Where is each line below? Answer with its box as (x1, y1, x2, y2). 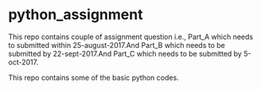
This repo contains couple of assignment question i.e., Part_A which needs (8, 32, 253, 41)
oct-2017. (8, 57, 38, 67)
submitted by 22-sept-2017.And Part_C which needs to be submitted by (8, 49, 243, 58)
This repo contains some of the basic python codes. (8, 72, 179, 82)
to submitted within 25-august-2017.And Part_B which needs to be (8, 40, 225, 49)
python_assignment (8, 6, 143, 24)
